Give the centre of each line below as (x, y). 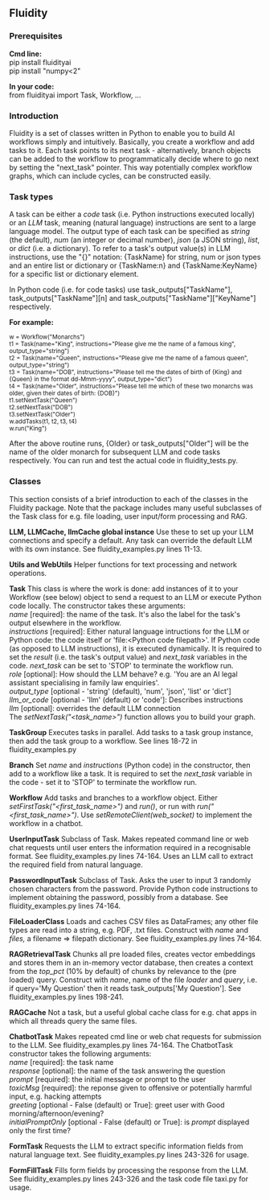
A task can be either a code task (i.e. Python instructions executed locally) (132, 214)
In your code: (32, 86)
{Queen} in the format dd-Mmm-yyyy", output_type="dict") (91, 380)
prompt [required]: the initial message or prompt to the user (108, 1079)
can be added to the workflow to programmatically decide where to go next (134, 158)
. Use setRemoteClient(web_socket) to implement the (164, 815)
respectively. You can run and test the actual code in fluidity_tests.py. (124, 461)
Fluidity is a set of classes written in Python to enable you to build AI (122, 133)
